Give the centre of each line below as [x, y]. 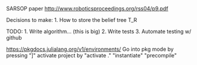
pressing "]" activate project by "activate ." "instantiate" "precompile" [92, 55]
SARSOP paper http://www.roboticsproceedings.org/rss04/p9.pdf [87, 9]
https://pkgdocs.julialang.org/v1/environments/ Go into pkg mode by [90, 49]
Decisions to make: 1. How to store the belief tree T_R [72, 20]
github [14, 38]
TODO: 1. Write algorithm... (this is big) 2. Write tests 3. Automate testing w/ [99, 31]
